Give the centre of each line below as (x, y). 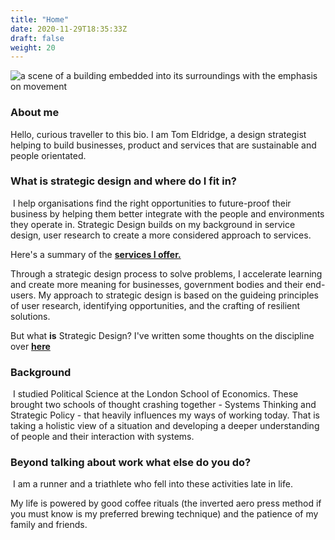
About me (35, 113)
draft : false (37, 38)
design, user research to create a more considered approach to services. (161, 235)
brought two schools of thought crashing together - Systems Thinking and (163, 405)
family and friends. (49, 525)
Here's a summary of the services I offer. (96, 254)
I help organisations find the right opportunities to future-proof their (152, 203)
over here (30, 346)
